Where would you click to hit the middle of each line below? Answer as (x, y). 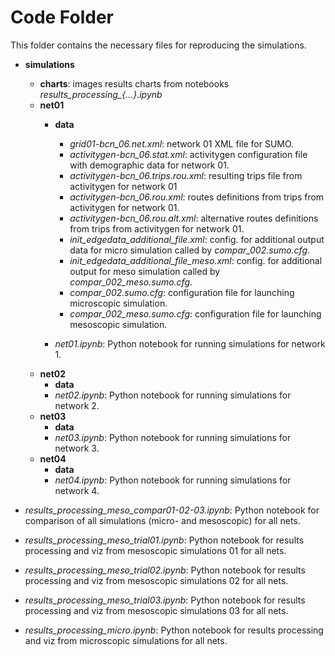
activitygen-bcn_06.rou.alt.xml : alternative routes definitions (194, 218)
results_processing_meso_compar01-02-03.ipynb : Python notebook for (172, 510)
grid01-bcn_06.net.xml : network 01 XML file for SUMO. (182, 143)
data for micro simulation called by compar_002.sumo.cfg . (190, 250)
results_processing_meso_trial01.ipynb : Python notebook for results (164, 540)
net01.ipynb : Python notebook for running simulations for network (190, 343)
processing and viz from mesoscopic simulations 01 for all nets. (155, 550)
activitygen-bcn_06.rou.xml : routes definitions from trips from (197, 197)
